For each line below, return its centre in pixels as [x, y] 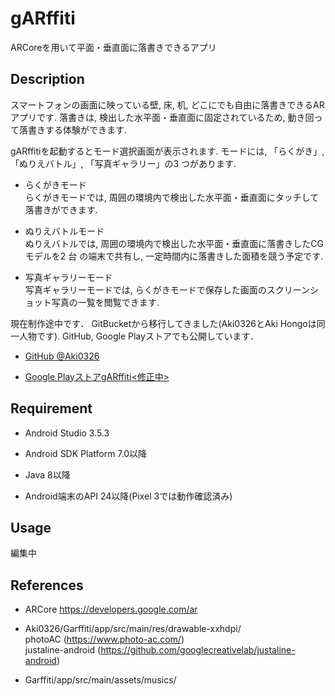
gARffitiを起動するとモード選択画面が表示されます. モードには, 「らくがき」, [167, 151]
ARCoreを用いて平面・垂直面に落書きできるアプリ [113, 47]
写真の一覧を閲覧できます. [105, 302]
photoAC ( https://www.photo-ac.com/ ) [104, 639]
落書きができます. [61, 209]
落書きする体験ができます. [73, 129]
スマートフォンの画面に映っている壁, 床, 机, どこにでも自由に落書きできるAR [167, 104]
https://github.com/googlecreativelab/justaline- [198, 650]
